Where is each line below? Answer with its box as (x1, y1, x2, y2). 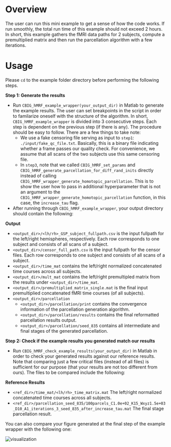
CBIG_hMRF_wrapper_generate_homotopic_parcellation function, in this (20, 194, 166, 200)
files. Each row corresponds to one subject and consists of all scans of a (12, 252, 165, 258)
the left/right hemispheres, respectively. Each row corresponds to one (12, 236, 159, 242)
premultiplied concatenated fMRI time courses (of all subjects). (12, 290, 145, 296)
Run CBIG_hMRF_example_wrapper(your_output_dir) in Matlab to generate (12, 102, 164, 108)
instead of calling (20, 172, 57, 179)
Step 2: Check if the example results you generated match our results (5, 338, 155, 344)
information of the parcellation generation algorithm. (20, 306, 130, 312)
